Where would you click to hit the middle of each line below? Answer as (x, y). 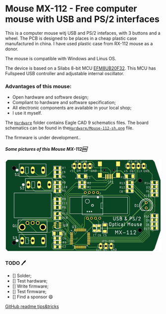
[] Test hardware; (30, 281)
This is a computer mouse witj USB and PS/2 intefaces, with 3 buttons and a (83, 33)
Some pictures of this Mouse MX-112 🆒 (46, 149)
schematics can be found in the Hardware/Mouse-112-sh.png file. (69, 128)
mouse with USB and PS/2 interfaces (82, 19)
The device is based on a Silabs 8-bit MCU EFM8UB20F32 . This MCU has (81, 68)
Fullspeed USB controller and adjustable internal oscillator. (65, 73)
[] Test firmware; (29, 292)
